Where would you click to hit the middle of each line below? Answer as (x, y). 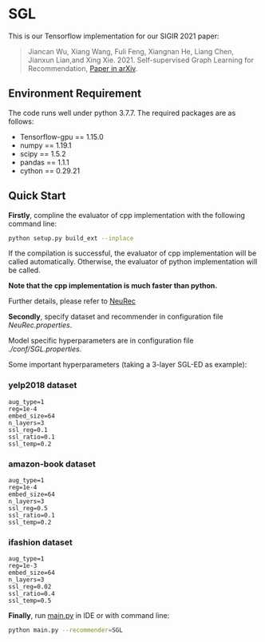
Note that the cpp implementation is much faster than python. (113, 286)
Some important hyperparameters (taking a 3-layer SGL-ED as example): (128, 365)
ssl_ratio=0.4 (32, 594)
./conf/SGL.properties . (45, 349)
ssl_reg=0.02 (30, 587)
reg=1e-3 (23, 566)
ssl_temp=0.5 (30, 601)
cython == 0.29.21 (50, 170)
